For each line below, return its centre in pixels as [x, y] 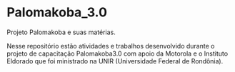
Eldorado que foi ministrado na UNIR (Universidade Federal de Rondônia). [115, 61]
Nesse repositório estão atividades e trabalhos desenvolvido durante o [111, 46]
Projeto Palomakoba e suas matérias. [61, 32]
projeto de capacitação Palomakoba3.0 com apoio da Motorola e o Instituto [117, 53]
